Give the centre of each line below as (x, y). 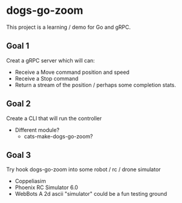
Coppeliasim (30, 181)
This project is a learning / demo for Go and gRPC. (68, 27)
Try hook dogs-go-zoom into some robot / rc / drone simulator (83, 169)
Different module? (37, 130)
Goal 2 (19, 104)
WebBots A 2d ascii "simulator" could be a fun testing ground (91, 194)
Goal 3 (19, 155)
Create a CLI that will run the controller (54, 118)
